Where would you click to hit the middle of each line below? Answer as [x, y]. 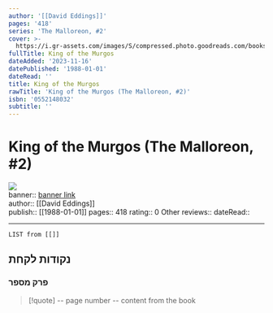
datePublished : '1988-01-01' [58, 69]
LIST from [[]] [34, 235]
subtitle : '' [30, 107]
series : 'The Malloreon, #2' [58, 31]
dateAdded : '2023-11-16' [50, 62]
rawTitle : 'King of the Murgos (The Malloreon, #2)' [100, 91]
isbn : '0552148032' [41, 99]
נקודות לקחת [40, 260]
